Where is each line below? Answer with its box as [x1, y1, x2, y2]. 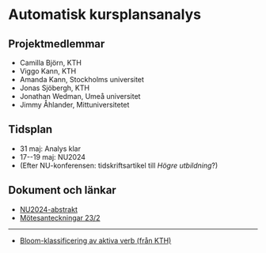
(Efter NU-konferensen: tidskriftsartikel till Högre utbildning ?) [19, 160, 218, 170]
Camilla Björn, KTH [19, 58, 82, 67]
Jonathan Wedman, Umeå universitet [19, 92, 141, 100]
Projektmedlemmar [8, 37, 105, 51]
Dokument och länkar [8, 183, 116, 197]
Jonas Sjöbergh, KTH [19, 83, 89, 93]
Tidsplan [8, 123, 53, 136]
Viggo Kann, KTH [19, 66, 77, 76]
